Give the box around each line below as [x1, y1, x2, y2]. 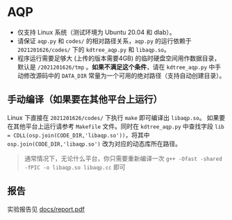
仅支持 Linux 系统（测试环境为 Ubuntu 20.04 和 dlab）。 [17, 28, 176, 36]
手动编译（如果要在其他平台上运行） [7, 94, 163, 105]
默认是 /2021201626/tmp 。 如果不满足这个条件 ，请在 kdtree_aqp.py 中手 [17, 62, 222, 71]
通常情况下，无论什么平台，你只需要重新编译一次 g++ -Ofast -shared [24, 154, 222, 162]
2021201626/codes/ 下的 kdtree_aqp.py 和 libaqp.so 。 [17, 45, 170, 53]
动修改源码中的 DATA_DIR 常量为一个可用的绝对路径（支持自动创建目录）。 [17, 71, 226, 80]
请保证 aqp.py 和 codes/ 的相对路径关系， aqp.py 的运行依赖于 [17, 36, 192, 45]
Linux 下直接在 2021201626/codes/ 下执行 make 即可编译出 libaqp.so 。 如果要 [7, 113, 226, 121]
